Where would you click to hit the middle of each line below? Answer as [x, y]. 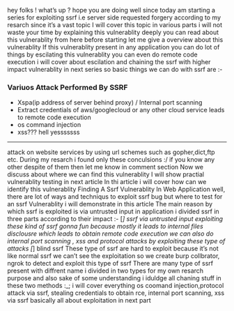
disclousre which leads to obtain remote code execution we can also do [110, 234]
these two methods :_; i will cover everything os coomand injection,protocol [116, 286]
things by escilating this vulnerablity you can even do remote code [102, 54]
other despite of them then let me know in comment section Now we [106, 167]
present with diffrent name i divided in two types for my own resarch [106, 271]
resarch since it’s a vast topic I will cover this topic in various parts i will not [115, 25]
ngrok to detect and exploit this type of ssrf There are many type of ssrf [110, 264]
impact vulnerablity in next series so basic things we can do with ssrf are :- [115, 69]
